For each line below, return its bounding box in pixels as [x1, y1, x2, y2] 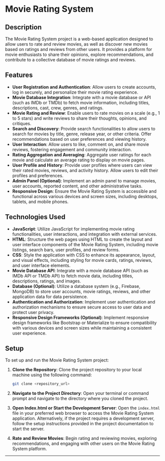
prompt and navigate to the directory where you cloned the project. [12, 396, 149, 402]
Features [5, 71, 33, 79]
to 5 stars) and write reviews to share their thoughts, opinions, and [12, 115, 147, 121]
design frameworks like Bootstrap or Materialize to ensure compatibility [12, 320, 157, 326]
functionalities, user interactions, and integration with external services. [12, 231, 157, 237]
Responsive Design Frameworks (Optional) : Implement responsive [12, 314, 149, 320]
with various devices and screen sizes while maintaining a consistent [12, 325, 152, 331]
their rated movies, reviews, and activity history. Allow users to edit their [12, 167, 159, 173]
